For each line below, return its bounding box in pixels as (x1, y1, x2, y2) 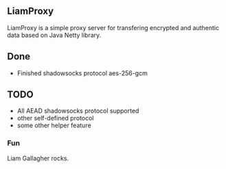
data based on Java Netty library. (7, 31, 102, 39)
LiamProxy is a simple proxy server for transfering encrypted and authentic (7, 23, 220, 31)
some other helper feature (16, 121, 91, 129)
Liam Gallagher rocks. (7, 154, 69, 162)
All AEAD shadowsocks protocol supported (16, 107, 139, 115)
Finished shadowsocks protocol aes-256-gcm (16, 68, 148, 77)
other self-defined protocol (16, 114, 94, 122)
